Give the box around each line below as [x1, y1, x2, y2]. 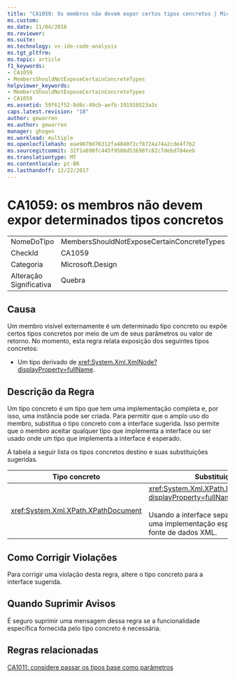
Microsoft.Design [60, 259, 117, 269]
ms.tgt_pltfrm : [7, 50, 52, 57]
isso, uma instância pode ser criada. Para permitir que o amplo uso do [7, 412, 209, 420]
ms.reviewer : [7, 29, 45, 37]
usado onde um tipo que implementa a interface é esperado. [7, 434, 182, 443]
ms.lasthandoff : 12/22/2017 [7, 166, 90, 174]
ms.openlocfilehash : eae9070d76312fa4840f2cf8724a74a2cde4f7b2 [7, 141, 196, 148]
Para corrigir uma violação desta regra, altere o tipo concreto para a [7, 570, 204, 578]
